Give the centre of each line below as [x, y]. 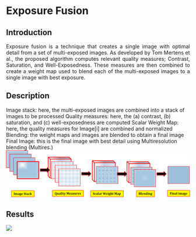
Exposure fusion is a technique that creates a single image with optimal [98, 46]
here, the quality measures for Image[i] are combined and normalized [90, 128]
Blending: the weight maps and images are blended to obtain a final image [95, 135]
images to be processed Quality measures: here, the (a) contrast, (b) [88, 116]
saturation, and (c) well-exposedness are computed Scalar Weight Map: [92, 122]
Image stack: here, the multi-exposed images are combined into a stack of [95, 110]
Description [28, 96]
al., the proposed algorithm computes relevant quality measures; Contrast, [98, 59]
